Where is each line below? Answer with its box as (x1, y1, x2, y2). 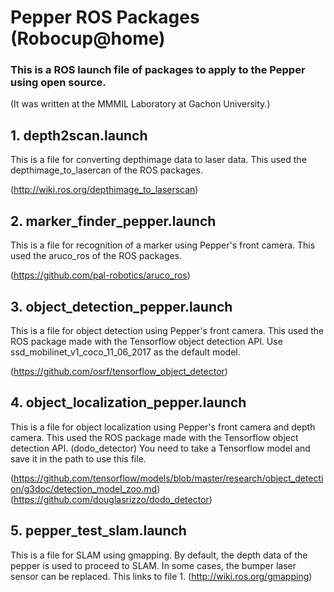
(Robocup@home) (10, 27, 166, 50)
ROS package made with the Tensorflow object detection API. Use (10, 335, 283, 347)
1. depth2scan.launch (10, 127, 148, 144)
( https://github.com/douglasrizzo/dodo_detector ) (10, 493, 213, 505)
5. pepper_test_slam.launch (10, 522, 187, 540)
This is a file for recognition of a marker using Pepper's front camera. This (10, 239, 316, 251)
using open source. (10, 76, 107, 90)
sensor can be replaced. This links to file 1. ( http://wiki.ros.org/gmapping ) (10, 570, 313, 582)
